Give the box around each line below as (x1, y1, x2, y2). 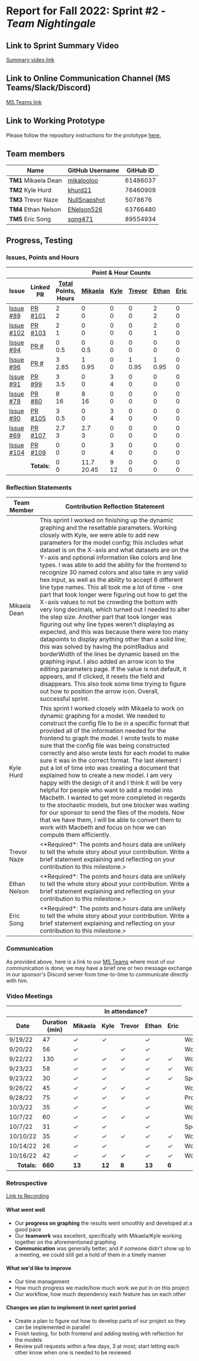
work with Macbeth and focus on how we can (39, 823, 166, 832)
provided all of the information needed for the (39, 727, 166, 735)
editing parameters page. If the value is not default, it (39, 665, 187, 673)
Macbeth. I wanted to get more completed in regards (39, 794, 186, 802)
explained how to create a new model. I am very (39, 772, 173, 780)
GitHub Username (68, 167, 120, 175)
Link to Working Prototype (6, 116, 105, 126)
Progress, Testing (6, 235, 73, 245)
